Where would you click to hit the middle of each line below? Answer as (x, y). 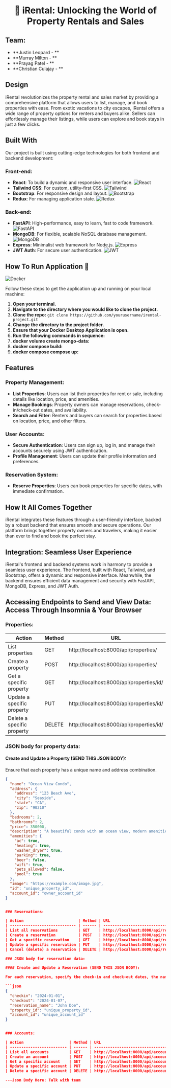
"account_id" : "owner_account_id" (46, 893)
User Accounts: (25, 434)
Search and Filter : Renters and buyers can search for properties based (87, 415)
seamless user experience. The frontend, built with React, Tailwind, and (80, 570)
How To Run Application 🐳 (47, 266)
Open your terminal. (34, 304)
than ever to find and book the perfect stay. (51, 536)
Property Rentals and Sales (85, 21)
